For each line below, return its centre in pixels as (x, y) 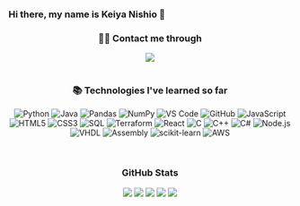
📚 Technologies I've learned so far (150, 90)
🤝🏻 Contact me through (150, 38)
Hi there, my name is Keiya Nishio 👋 (87, 14)
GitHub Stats (150, 173)
